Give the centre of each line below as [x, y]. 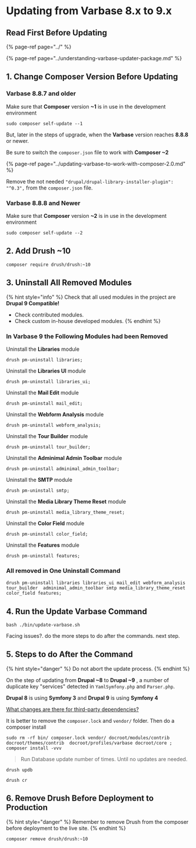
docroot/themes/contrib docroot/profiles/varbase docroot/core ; [89, 743]
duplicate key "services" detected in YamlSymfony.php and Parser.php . [91, 686]
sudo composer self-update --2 [44, 233]
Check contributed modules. [49, 315]
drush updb [19, 770]
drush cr [17, 780]
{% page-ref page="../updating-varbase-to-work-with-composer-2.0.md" [96, 164]
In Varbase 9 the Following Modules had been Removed [87, 336]
